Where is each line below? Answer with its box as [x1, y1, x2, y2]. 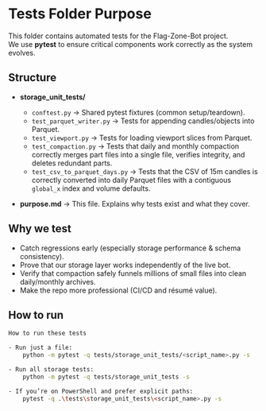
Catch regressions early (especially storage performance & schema [19, 243, 241, 253]
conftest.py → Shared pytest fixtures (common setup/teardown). [31, 107, 245, 117]
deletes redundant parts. [31, 158, 113, 168]
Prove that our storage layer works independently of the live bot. [19, 260, 231, 269]
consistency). [19, 251, 65, 261]
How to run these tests [8, 329, 87, 338]
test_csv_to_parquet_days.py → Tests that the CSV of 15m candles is [31, 166, 258, 176]
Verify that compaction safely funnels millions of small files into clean [19, 268, 247, 278]
